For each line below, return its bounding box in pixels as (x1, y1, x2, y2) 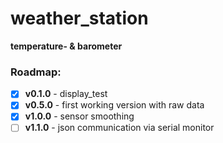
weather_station (10, 7, 149, 30)
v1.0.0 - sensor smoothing (24, 110, 135, 122)
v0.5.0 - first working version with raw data (24, 99, 205, 111)
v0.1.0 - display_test (24, 88, 108, 100)
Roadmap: (10, 65, 62, 79)
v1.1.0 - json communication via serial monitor (24, 122, 215, 134)
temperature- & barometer (10, 40, 123, 52)
